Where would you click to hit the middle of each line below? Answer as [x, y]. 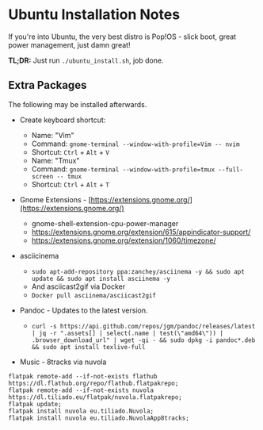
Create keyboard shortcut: [63, 120]
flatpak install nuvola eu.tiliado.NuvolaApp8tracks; [99, 418]
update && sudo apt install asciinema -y [101, 278]
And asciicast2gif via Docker [78, 286]
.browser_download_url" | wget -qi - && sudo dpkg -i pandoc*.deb [143, 340]
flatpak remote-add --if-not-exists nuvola [81, 390]
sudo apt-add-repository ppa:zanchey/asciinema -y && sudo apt [138, 271]
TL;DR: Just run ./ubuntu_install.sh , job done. [86, 60]
